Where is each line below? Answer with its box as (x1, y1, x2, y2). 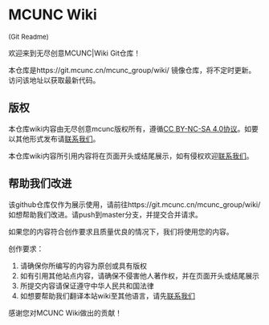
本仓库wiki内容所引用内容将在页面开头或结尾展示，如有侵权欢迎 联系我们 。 (8, 151, 254, 160)
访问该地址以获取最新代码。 (8, 75, 100, 85)
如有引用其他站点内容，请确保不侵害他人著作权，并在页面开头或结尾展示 (19, 270, 259, 280)
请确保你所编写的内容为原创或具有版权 (19, 261, 147, 270)
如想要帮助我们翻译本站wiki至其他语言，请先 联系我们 (19, 290, 195, 300)
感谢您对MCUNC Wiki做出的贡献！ (8, 307, 123, 318)
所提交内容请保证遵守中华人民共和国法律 (19, 281, 154, 290)
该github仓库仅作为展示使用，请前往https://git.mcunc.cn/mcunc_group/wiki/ (8, 199, 261, 209)
